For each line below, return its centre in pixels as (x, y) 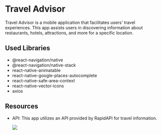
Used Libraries (27, 48)
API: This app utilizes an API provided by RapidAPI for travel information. (84, 118)
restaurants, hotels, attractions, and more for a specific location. (69, 33)
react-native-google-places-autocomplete (54, 75)
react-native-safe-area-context (44, 80)
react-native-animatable (36, 70)
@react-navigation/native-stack (44, 65)
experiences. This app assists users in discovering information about (74, 27)
